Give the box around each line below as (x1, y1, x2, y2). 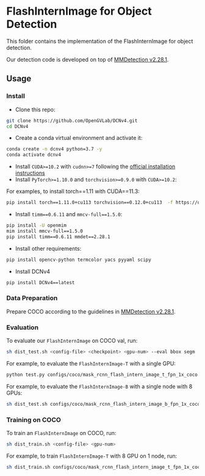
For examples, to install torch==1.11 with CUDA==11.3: (6, 188, 140, 195)
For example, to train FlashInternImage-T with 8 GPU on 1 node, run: (6, 452, 178, 460)
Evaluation (6, 323, 38, 331)
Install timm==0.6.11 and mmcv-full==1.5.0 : (15, 211, 123, 218)
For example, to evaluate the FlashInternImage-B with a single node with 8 (6, 383, 193, 390)
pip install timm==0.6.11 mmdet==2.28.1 (6, 233, 111, 240)
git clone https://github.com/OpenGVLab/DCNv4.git (6, 117, 138, 123)
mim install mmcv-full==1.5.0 (6, 228, 84, 234)
